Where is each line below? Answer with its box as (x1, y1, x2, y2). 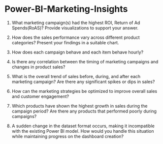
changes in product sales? (11, 64, 65, 70)
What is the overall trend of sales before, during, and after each (11, 73, 141, 79)
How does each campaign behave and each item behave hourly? (11, 49, 144, 55)
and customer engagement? (11, 93, 69, 99)
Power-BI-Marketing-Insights (4, 3, 128, 15)
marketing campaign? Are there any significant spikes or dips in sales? (11, 79, 155, 85)
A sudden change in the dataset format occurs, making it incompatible (11, 123, 155, 129)
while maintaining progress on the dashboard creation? (11, 133, 124, 139)
